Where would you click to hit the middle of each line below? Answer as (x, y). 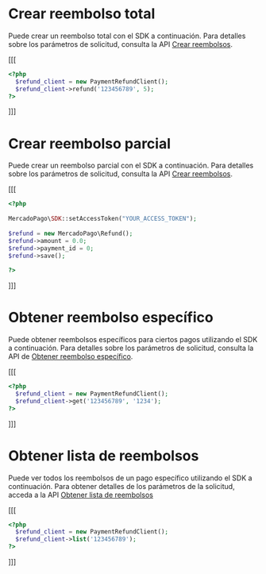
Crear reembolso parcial (90, 143)
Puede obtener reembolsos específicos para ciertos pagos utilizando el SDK (133, 340)
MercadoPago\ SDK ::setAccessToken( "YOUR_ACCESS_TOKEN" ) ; (102, 219)
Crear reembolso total (82, 14)
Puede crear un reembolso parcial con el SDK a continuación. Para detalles (131, 166)
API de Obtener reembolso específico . (71, 356)
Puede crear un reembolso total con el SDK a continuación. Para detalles (127, 36)
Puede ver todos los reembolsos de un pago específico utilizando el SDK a (130, 478)
